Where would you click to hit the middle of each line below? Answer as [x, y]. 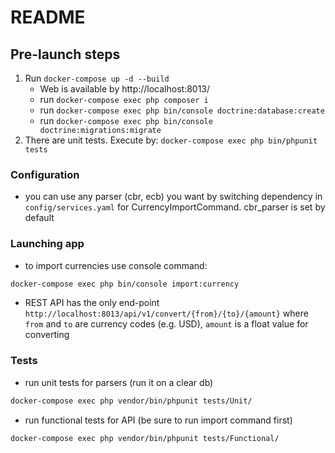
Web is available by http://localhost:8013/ [125, 89]
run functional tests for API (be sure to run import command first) [158, 420]
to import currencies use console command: [116, 265]
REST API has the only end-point [92, 303]
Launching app [47, 244]
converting [47, 335]
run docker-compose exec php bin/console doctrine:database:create [182, 110]
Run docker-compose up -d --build [97, 78]
